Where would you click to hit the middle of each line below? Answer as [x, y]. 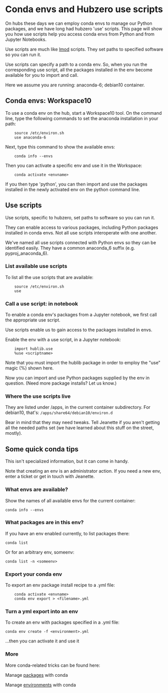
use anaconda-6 [30, 137]
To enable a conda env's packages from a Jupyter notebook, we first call [81, 315]
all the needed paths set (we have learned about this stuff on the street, [79, 428]
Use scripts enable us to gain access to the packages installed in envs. [79, 330]
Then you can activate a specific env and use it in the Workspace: [74, 165]
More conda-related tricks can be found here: [53, 665]
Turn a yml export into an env [42, 612]
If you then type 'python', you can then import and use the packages [76, 184]
